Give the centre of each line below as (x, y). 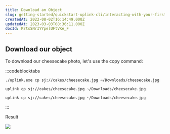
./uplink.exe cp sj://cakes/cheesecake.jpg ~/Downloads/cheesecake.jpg (82, 80)
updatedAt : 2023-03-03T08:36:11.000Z (45, 24)
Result (12, 117)
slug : (11, 15)
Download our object (39, 49)
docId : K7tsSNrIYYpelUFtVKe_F (37, 29)
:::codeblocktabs (23, 71)
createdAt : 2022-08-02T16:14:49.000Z (45, 19)
